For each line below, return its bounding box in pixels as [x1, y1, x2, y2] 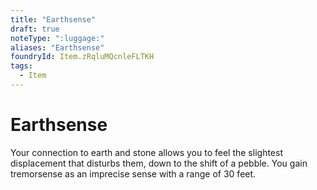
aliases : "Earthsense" [10, 42, 105, 53]
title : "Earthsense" [10, 14, 97, 25]
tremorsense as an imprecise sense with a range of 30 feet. [10, 167, 257, 180]
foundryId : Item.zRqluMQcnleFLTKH [10, 52, 155, 62]
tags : [10, 61, 33, 71]
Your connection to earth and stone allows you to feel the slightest [10, 146, 283, 158]
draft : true [10, 24, 60, 34]
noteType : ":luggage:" [10, 33, 105, 43]
